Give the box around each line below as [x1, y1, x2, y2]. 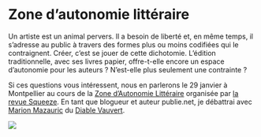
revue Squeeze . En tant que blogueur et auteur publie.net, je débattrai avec [8, 97, 252, 106]
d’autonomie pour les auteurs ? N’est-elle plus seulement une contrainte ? [8, 65, 248, 74]
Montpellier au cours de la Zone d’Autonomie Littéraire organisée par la [8, 88, 239, 98]
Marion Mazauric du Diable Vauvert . [8, 105, 125, 115]
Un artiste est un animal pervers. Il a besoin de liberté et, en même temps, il [8, 31, 254, 41]
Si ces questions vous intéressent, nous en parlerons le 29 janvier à [8, 80, 228, 90]
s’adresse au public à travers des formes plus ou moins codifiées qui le [8, 39, 239, 49]
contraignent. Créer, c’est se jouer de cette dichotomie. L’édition [8, 48, 217, 57]
